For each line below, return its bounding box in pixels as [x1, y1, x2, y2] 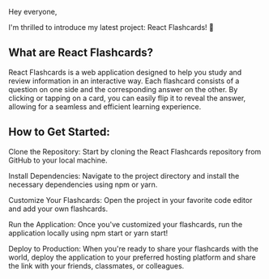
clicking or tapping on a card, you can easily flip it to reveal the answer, [8, 93, 246, 103]
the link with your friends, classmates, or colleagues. [8, 260, 185, 270]
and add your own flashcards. [8, 204, 108, 213]
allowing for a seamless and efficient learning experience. [8, 101, 202, 112]
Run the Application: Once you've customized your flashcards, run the [8, 219, 243, 229]
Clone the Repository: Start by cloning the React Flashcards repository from [8, 146, 262, 156]
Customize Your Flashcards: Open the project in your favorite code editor [8, 195, 253, 205]
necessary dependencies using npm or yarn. [8, 180, 158, 189]
